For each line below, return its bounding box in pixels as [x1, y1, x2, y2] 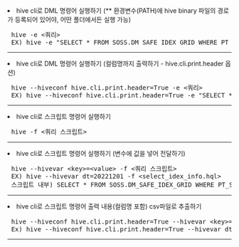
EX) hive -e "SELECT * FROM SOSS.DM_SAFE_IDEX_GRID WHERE [11, 38, 218, 46]
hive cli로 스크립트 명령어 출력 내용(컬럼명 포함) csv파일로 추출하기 [16, 202, 202, 211]
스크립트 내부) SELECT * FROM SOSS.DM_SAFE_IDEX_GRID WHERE [11, 181, 215, 189]
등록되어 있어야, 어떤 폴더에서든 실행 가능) [14, 16, 132, 23]
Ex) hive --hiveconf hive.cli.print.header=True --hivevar [11, 226, 222, 233]
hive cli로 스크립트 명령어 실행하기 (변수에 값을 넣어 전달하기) [16, 149, 186, 157]
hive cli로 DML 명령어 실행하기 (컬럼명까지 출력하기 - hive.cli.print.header [16, 59, 224, 68]
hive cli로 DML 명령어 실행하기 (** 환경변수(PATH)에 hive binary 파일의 [16, 6, 216, 15]
